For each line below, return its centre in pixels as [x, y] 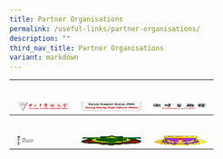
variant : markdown [44, 58]
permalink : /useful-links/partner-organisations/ [105, 29]
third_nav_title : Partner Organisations [87, 48]
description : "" [40, 38]
